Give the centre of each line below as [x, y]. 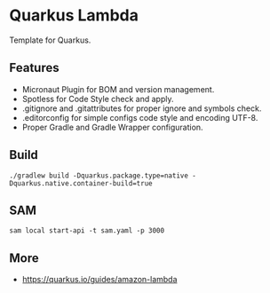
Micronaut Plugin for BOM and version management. [118, 89]
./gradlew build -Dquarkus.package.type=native [99, 175]
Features [34, 68]
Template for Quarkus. [50, 40]
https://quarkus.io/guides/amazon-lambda [99, 280]
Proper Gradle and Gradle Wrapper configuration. [112, 127]
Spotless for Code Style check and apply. [98, 99]
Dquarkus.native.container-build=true [81, 183]
